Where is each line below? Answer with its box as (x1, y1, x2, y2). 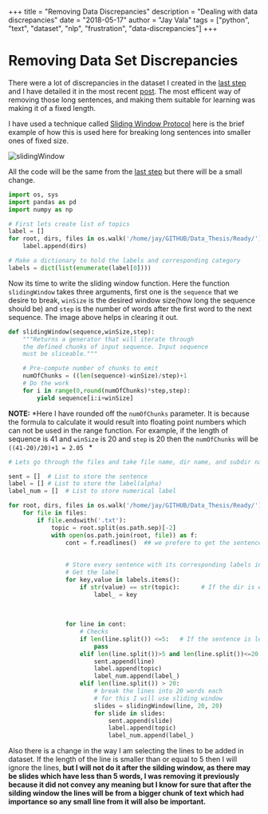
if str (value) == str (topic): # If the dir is (79, 583, 255, 591)
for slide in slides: (93, 709, 166, 717)
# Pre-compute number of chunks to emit (22, 365, 159, 373)
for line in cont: (65, 620, 127, 629)
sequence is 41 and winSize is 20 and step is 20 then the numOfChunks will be (8, 434, 259, 444)
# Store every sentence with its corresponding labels (65, 561, 251, 569)
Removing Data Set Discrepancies (8, 52, 238, 70)
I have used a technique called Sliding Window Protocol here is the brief (8, 119, 245, 128)
